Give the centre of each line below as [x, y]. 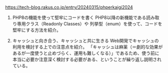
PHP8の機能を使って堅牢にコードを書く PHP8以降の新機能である [79, 17]
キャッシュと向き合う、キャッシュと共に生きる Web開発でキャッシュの [85, 40]
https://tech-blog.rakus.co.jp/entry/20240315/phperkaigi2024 [69, 7]
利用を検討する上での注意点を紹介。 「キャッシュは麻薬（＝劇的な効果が [87, 47]
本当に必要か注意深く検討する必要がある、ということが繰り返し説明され [87, 59]
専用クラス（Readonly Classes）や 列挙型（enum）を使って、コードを [89, 24]
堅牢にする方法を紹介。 [36, 30]
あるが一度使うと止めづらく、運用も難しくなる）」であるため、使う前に [86, 53]
